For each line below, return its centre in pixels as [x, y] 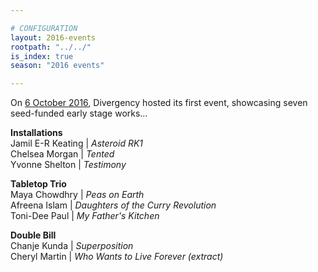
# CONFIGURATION [44, 28]
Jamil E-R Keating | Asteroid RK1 [77, 143]
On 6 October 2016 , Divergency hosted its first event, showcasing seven [159, 103]
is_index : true [42, 56]
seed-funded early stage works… [79, 113]
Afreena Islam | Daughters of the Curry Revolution [113, 205]
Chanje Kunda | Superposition [72, 246]
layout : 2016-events [53, 37]
